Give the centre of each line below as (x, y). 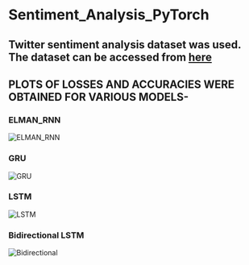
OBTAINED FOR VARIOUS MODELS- (99, 97)
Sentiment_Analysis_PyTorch (109, 15)
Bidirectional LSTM (46, 235)
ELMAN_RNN (35, 120)
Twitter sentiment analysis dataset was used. (125, 45)
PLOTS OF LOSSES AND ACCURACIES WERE (122, 84)
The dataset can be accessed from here (110, 57)
